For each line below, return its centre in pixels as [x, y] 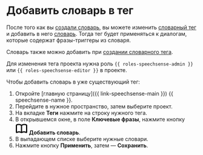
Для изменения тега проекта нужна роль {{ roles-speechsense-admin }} [100, 64]
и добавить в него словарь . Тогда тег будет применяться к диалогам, [97, 33]
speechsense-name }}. [44, 100]
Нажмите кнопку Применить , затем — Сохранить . [82, 145]
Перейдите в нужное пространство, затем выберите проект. [94, 106]
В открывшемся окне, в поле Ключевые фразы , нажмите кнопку [100, 119]
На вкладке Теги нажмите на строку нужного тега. [81, 113]
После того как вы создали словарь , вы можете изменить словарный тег [101, 27]
